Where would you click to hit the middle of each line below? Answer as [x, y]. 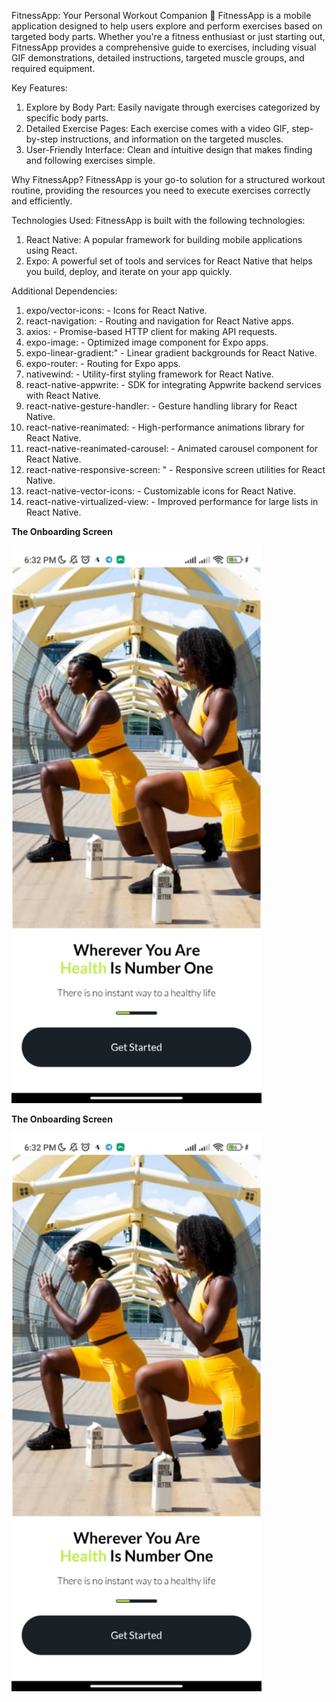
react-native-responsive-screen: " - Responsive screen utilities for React [175, 469]
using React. [51, 250]
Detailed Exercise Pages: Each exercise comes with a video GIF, [157, 128]
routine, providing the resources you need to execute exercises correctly [161, 190]
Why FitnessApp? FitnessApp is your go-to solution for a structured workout [168, 179]
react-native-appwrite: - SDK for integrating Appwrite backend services [173, 384]
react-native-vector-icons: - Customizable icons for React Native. [161, 491]
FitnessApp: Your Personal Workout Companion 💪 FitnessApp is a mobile [161, 15]
